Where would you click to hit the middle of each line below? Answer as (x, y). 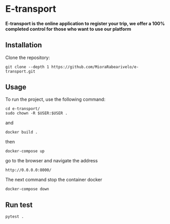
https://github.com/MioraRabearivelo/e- (95, 67)
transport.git (21, 71)
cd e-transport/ (23, 109)
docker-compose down (27, 189)
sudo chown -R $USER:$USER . (36, 114)
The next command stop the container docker (54, 180)
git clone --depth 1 (27, 67)
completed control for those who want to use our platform (68, 29)
